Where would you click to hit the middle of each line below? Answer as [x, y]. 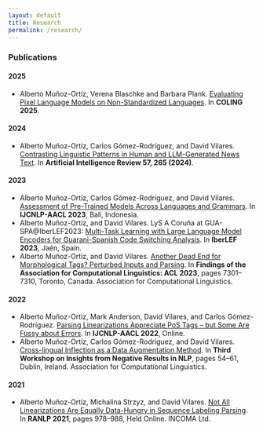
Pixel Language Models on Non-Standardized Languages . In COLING [131, 102]
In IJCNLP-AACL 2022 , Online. [135, 334]
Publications [33, 57]
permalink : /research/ [45, 30]
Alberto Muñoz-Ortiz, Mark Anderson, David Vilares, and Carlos [122, 317]
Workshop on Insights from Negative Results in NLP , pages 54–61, [129, 359]
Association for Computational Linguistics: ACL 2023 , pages [120, 272]
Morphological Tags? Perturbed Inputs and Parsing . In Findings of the [133, 265]
